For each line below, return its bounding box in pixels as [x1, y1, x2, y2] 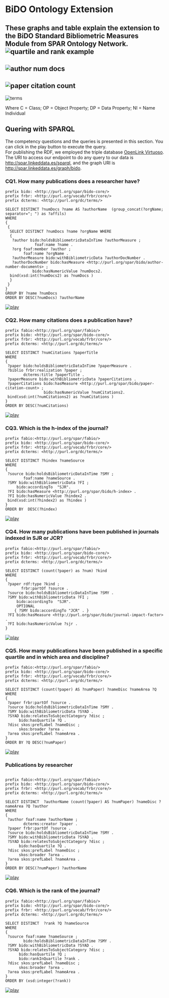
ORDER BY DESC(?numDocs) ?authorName [5, 295, 85, 300]
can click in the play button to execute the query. [5, 143, 107, 149]
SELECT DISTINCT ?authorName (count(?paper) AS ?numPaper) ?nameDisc [5, 800, 157, 805]
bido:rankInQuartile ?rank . [18, 956, 80, 961]
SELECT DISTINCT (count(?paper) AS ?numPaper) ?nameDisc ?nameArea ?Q [5, 687, 157, 692]
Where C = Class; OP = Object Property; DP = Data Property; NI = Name [5, 105, 155, 111]
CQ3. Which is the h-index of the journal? [5, 425, 108, 432]
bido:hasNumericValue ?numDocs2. [32, 269, 102, 274]
